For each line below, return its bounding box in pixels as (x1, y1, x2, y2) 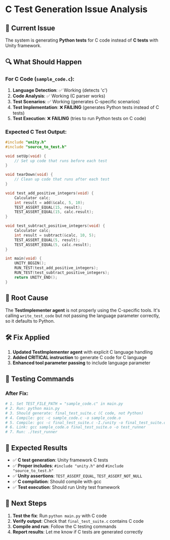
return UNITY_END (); (14, 275, 58, 280)
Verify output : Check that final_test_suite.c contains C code (12, 518, 144, 524)
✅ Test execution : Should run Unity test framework (12, 484, 120, 490)
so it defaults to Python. (5, 318, 55, 324)
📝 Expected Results (5, 443, 68, 452)
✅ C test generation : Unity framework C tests (12, 457, 108, 463)
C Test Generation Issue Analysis (5, 4, 148, 15)
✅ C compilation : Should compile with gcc (12, 478, 102, 484)
